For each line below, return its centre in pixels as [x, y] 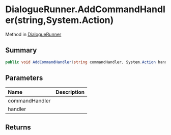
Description [70, 92]
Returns [18, 127]
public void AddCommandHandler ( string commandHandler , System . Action [81, 62]
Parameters [24, 78]
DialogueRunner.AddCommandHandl [85, 9]
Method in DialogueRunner [33, 34]
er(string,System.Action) [60, 20]
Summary [21, 50]
